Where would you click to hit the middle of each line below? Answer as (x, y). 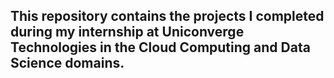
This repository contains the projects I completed (167, 16)
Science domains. (67, 63)
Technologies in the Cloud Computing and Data (160, 47)
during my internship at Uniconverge (127, 32)
